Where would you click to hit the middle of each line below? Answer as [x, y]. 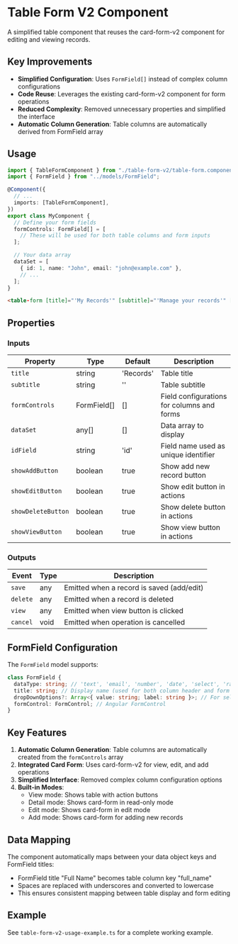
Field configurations [194, 396]
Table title [177, 373]
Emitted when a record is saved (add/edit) [134, 588]
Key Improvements [50, 62]
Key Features [37, 732]
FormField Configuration [63, 647]
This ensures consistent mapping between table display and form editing [124, 893]
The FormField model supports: [53, 665]
